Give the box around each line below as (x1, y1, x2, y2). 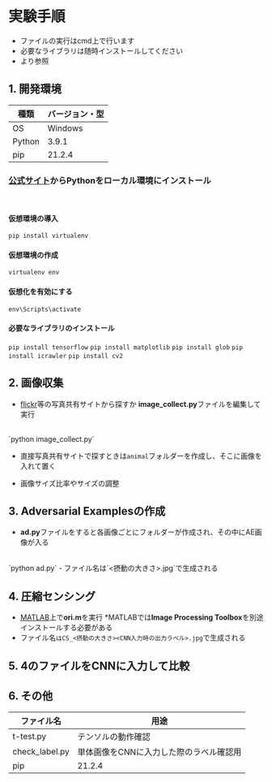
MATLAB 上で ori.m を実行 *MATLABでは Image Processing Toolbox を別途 (19, 612, 264, 622)
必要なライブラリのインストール (8, 323, 115, 333)
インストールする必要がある (19, 623, 113, 633)
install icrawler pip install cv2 (8, 352, 123, 360)
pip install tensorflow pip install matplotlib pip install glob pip (8, 343, 243, 352)
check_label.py (12, 745, 70, 757)
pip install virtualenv (8, 232, 89, 240)
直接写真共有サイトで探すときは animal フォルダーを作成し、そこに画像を (19, 451, 262, 460)
